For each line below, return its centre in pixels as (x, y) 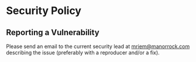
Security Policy (44, 11)
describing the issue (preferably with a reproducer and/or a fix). (83, 53)
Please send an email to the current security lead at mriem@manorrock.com (98, 46)
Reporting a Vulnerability (53, 32)
